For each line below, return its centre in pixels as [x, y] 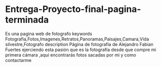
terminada [27, 20]
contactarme [18, 60]
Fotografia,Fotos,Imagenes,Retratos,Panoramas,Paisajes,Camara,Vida [77, 39]
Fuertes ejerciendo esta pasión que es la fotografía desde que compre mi [81, 49]
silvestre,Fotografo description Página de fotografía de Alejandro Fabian [79, 44]
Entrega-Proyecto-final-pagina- [73, 9]
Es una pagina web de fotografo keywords [49, 33]
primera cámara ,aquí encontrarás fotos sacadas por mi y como [71, 55]
